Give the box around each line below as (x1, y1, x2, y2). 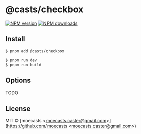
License (5, 104, 31, 113)
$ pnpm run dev (5, 57, 37, 63)
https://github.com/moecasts (7, 123, 68, 129)
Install (5, 35, 25, 43)
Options (5, 76, 31, 84)
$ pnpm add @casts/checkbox (5, 48, 65, 54)
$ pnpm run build (5, 62, 42, 67)
